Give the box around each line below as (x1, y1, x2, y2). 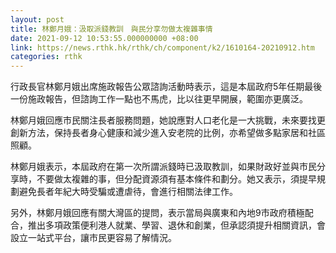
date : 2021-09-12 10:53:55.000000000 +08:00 (10, 33, 199, 43)
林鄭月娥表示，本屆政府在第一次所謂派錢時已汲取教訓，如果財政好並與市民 (10, 161, 317, 173)
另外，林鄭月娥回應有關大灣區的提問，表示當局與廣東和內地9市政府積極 (10, 207, 305, 219)
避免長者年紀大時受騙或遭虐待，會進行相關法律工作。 (18, 186, 238, 198)
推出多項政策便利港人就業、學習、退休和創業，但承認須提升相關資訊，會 (27, 219, 326, 231)
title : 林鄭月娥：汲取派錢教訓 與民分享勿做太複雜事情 (10, 24, 213, 34)
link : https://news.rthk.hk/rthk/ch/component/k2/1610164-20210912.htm (10, 42, 315, 53)
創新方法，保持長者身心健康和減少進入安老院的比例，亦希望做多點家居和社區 (10, 127, 326, 139)
